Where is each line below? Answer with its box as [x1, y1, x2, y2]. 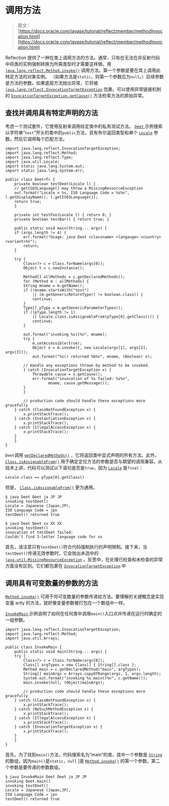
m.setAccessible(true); [32, 341, 82, 346]
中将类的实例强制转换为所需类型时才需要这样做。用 [5, 61, 111, 67]
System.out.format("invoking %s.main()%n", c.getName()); [23, 675, 148, 681]
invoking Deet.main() [5, 779, 51, 784]
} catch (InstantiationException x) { [14, 416, 96, 421]
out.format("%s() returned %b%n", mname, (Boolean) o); [32, 354, 152, 359]
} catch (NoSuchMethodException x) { [14, 706, 94, 711]
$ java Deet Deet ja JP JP [5, 494, 62, 499]
